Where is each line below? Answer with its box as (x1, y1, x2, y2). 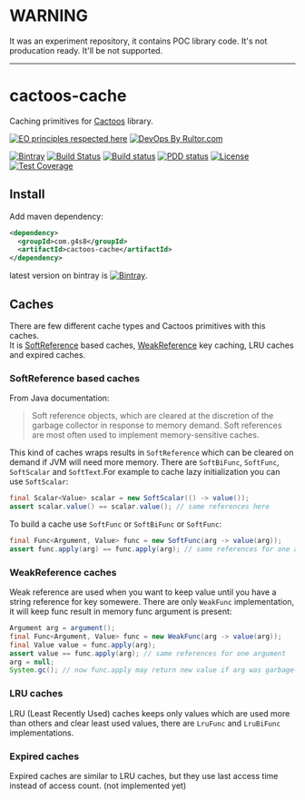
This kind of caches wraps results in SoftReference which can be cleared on (9, 447, 294, 459)
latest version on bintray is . (9, 270, 148, 281)
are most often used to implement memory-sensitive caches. (31, 430, 260, 440)
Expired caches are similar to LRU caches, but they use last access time (9, 770, 279, 781)
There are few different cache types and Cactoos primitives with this (9, 321, 266, 331)
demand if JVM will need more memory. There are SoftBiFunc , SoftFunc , (9, 457, 280, 468)
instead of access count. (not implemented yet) (9, 780, 187, 791)
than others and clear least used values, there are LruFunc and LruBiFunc (9, 717, 281, 728)
